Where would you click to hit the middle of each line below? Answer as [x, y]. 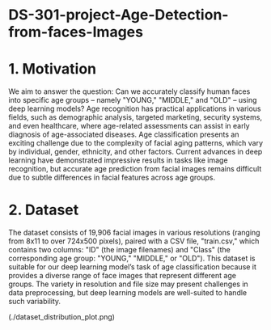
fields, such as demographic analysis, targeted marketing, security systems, [135, 117]
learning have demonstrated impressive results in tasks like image [118, 160]
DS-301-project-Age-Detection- [119, 15]
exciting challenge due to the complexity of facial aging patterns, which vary [135, 143]
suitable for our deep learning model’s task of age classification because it [133, 267]
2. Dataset [44, 210]
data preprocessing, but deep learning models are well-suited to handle [128, 293]
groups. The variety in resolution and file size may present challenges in [128, 284]
